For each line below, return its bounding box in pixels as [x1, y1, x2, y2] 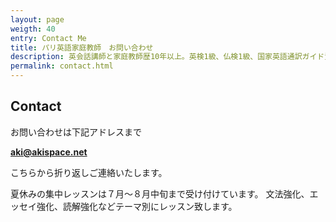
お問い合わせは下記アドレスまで [10, 126, 142, 138]
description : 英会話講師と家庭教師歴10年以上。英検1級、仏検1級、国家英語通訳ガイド [10, 52, 325, 62]
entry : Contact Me [10, 33, 87, 43]
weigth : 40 [10, 24, 56, 34]
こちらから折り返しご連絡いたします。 [10, 166, 168, 178]
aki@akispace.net [10, 146, 88, 158]
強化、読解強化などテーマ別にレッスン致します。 [36, 200, 238, 212]
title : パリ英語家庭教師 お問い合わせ [10, 42, 154, 53]
